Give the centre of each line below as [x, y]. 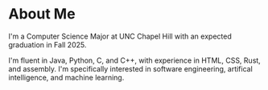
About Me [42, 14]
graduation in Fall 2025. [47, 44]
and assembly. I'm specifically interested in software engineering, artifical [131, 68]
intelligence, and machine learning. [66, 77]
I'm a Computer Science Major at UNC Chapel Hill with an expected [120, 36]
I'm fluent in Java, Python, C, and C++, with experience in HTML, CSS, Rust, [135, 60]
